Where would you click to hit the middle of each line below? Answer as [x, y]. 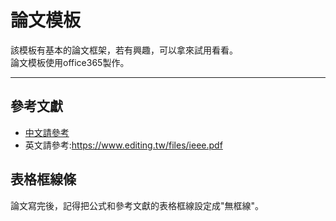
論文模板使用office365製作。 [70, 62]
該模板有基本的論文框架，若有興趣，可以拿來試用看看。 [124, 50]
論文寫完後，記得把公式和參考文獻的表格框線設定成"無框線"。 [137, 205]
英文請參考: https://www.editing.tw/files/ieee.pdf [123, 145]
